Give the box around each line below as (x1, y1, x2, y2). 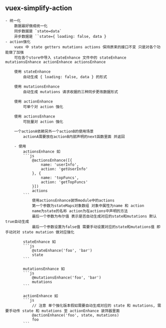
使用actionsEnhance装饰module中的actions (31, 198, 115, 203)
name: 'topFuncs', (40, 175, 79, 180)
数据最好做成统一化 (14, 23, 48, 28)
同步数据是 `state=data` (14, 28, 62, 34)
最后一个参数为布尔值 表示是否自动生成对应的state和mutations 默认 (31, 214, 157, 219)
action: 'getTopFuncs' (40, 179, 88, 185)
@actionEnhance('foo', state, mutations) (31, 313, 120, 318)
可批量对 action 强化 (23, 119, 63, 124)
